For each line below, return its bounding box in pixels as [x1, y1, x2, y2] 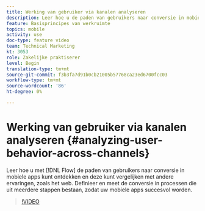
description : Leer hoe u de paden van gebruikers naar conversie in [6, 15, 184, 21]
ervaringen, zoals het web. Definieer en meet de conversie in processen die [6, 179, 197, 187]
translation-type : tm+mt [6, 65, 70, 72]
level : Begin [6, 60, 40, 66]
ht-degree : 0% [6, 89, 43, 95]
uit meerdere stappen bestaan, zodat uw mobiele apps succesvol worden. [6, 186, 193, 193]
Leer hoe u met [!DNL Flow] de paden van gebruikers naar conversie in [6, 166, 185, 174]
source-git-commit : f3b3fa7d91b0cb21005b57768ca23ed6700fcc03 [6, 72, 168, 78]
